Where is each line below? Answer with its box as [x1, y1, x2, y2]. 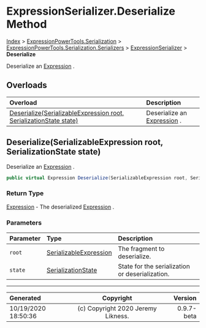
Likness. [105, 312, 129, 321]
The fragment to [118, 245, 165, 253]
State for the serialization [118, 262, 190, 270]
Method [6, 17, 47, 31]
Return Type [6, 189, 44, 198]
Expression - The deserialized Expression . [6, 203, 115, 211]
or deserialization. [118, 270, 170, 278]
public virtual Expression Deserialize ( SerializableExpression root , [6, 174, 188, 181]
